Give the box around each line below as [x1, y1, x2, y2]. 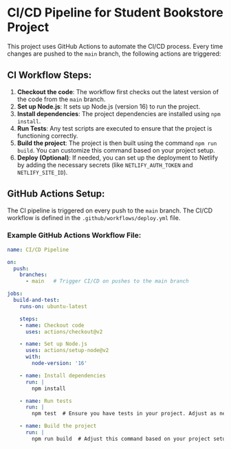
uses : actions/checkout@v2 [25, 328, 103, 335]
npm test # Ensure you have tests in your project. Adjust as [32, 410, 217, 417]
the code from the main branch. [16, 95, 106, 103]
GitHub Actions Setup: [7, 188, 105, 200]
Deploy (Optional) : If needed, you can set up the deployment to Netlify [16, 153, 219, 162]
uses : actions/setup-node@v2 [25, 347, 109, 354]
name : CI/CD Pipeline [7, 246, 69, 253]
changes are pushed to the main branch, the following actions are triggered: [7, 50, 221, 58]
